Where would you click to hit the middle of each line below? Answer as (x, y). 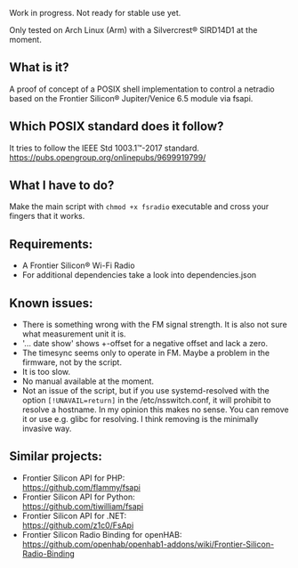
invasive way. (47, 429)
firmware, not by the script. (72, 362)
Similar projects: (56, 456)
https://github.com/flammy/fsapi (81, 487)
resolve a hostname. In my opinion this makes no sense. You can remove (155, 410)
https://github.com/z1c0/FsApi (78, 525)
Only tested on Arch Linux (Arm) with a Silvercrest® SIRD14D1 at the (133, 30)
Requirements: (51, 244)
